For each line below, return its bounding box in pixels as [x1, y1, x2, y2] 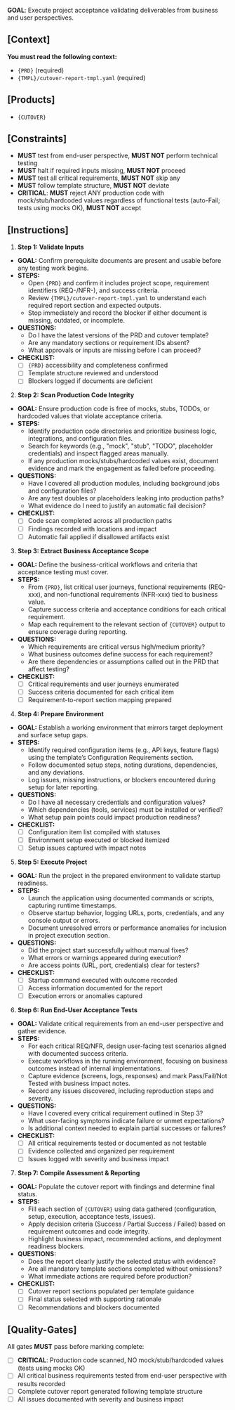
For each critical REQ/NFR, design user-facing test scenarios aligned [27, 1042, 227, 1050]
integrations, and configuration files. [27, 434, 133, 443]
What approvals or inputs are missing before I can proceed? [27, 346, 201, 354]
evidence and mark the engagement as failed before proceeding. [27, 464, 216, 473]
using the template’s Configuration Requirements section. [27, 753, 194, 761]
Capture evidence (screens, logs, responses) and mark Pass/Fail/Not [27, 1072, 228, 1080]
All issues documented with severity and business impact [17, 1395, 184, 1403]
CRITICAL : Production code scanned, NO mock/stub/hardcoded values [17, 1356, 224, 1364]
